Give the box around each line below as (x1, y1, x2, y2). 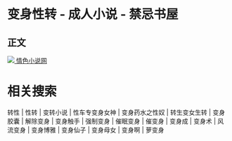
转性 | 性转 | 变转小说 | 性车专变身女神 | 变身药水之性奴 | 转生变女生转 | (7, 108, 212, 116)
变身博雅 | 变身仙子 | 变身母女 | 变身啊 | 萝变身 (31, 126, 165, 134)
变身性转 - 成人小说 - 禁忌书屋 (7, 6, 179, 22)
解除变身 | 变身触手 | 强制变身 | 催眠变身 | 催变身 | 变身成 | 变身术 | (25, 116, 217, 125)
